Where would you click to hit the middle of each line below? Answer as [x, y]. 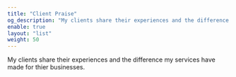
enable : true [26, 27]
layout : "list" [30, 33]
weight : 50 [23, 40]
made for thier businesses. [46, 67]
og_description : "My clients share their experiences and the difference [118, 20]
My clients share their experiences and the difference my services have [111, 59]
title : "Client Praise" [42, 14]
